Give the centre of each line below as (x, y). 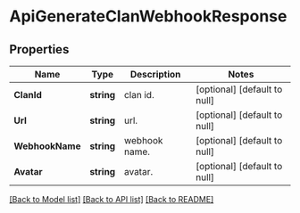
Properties (39, 49)
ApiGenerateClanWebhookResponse (148, 16)
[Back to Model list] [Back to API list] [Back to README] (112, 199)
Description (155, 74)
